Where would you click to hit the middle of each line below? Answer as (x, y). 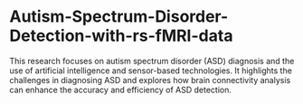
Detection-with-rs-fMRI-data (121, 36)
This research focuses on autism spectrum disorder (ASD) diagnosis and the (152, 61)
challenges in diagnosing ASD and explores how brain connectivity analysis (150, 80)
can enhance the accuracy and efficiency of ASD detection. (121, 90)
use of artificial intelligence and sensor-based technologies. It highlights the (151, 71)
